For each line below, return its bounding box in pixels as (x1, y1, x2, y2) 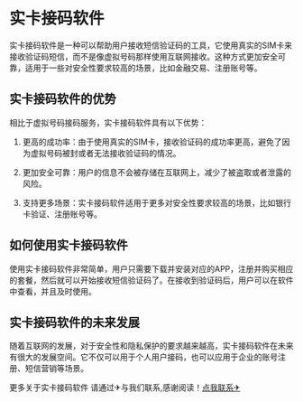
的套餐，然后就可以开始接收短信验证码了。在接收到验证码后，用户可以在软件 (9, 275, 294, 285)
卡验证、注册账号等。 (22, 209, 102, 220)
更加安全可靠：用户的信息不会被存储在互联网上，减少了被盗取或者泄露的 (22, 166, 291, 177)
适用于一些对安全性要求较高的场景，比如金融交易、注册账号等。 (24, 62, 262, 73)
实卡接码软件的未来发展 (9, 314, 140, 330)
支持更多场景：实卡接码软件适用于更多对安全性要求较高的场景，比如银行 (22, 197, 291, 208)
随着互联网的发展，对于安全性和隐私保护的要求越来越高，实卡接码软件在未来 (9, 341, 294, 351)
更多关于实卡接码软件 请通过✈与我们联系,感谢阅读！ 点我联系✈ (9, 382, 241, 393)
